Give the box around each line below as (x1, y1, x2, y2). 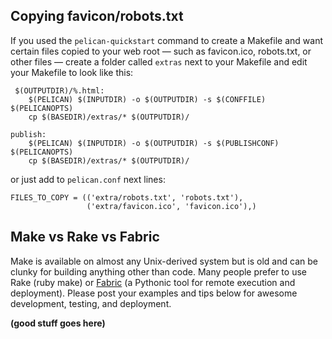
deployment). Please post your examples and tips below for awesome (10, 287, 298, 299)
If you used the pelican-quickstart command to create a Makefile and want (10, 34, 323, 46)
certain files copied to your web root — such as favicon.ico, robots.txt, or (10, 45, 312, 57)
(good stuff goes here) (10, 317, 106, 329)
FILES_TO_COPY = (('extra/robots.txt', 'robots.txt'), (10, 192, 244, 203)
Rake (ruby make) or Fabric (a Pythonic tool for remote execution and (10, 276, 296, 288)
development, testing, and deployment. (10, 297, 172, 309)
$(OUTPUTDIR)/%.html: (14, 85, 105, 96)
